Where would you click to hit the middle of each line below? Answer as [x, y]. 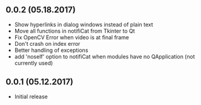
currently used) [34, 63]
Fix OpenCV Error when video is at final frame [72, 37]
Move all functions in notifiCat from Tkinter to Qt [75, 31]
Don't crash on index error [47, 43]
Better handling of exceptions [51, 50]
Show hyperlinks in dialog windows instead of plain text [84, 24]
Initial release [31, 97]
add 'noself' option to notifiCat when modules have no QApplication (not [104, 56]
